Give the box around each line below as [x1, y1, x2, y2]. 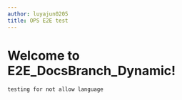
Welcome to [7, 48, 80, 64]
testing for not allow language [7, 86, 103, 93]
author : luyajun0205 [7, 10, 69, 18]
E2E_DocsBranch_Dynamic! [7, 62, 176, 79]
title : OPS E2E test [7, 17, 69, 24]
